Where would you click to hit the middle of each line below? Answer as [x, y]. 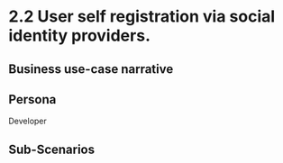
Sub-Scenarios [52, 149]
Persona [32, 100]
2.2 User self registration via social [142, 17]
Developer [27, 121]
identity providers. [79, 36]
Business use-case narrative [91, 69]
